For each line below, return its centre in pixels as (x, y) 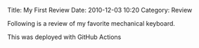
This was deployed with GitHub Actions (64, 37)
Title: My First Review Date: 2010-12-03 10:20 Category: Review (100, 10)
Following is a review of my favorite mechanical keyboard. (91, 23)
